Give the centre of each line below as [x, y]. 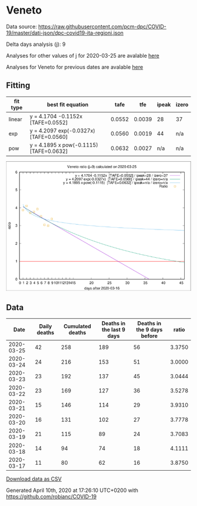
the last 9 [113, 329]
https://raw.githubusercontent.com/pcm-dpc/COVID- [102, 26]
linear [15, 119]
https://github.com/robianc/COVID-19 [51, 497]
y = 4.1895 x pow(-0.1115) [64, 145]
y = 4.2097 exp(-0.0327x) [62, 131]
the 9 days [149, 329]
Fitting [18, 86]
